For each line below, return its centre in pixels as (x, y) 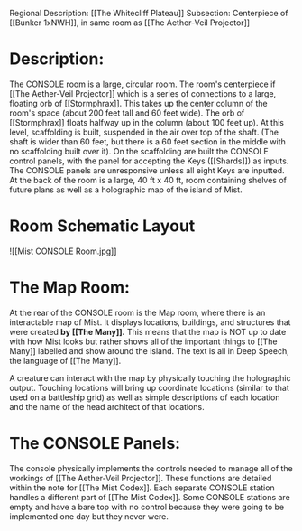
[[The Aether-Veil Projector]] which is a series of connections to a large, (143, 93)
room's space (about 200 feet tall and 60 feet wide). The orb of (127, 113)
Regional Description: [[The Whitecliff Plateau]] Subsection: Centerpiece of (149, 13)
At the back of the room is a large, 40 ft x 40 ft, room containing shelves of (148, 180)
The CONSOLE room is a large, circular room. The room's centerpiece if (142, 84)
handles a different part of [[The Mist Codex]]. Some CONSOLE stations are (150, 497)
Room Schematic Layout (102, 226)
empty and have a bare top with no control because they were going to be (147, 507)
